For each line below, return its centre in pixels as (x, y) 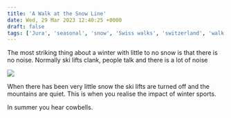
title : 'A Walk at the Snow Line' (57, 14)
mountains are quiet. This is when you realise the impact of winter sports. (112, 94)
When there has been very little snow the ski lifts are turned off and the (108, 87)
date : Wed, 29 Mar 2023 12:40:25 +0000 (65, 20)
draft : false (26, 26)
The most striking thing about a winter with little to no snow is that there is (112, 53)
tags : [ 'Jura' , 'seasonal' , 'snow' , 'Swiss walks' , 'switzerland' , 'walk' (117, 33)
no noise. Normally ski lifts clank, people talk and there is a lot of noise (108, 60)
